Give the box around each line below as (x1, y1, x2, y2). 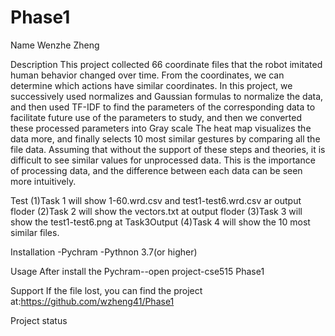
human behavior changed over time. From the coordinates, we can (10, 69, 285, 81)
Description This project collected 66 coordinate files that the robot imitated (10, 58, 323, 70)
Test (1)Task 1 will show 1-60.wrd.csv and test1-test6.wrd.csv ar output (10, 194, 302, 206)
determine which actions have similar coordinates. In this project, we (10, 79, 293, 91)
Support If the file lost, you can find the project (10, 284, 203, 296)
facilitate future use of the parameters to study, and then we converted (10, 111, 303, 123)
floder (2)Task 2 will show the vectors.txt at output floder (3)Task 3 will (10, 205, 303, 217)
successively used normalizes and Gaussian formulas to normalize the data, (10, 90, 324, 102)
